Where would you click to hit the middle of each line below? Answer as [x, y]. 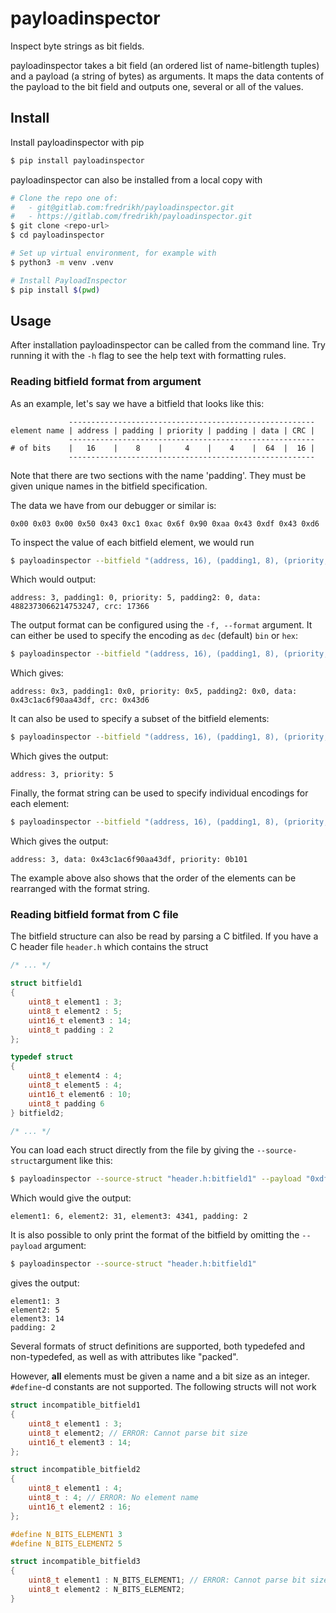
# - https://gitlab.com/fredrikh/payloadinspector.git [131, 217]
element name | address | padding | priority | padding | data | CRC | [162, 430]
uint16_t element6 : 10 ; [80, 1094]
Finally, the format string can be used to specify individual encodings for [159, 793]
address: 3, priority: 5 [62, 775]
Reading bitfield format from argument [106, 382]
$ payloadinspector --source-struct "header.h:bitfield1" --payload [156, 1179]
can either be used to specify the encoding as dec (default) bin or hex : [154, 636]
